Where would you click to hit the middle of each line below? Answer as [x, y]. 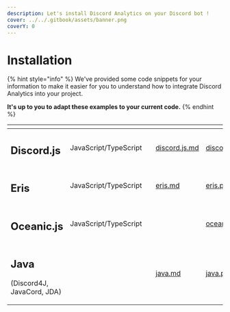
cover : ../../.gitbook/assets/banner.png [67, 20]
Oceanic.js [37, 226]
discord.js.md [178, 147]
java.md [168, 274]
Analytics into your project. [45, 94]
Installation [40, 60]
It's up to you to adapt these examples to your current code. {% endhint [111, 107]
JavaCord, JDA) [36, 292]
